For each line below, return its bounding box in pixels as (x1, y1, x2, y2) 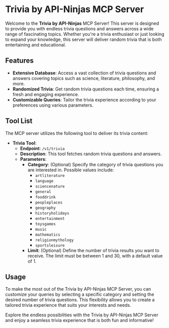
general (35, 189, 51, 194)
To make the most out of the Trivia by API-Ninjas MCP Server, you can (5, 286, 151, 292)
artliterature (35, 173, 65, 178)
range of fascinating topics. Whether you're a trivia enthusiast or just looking (5, 31, 164, 37)
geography (35, 205, 56, 210)
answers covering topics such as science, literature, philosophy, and (12, 75, 155, 81)
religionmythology (35, 238, 74, 243)
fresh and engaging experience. (12, 91, 79, 97)
